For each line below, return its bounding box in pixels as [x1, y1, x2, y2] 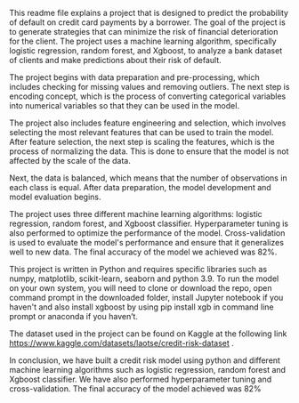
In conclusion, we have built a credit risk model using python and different [9, 355, 280, 366]
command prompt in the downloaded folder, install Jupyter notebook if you [9, 293, 284, 302]
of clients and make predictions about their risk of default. [9, 55, 222, 65]
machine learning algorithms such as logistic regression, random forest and [9, 365, 287, 375]
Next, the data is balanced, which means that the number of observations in [9, 173, 287, 183]
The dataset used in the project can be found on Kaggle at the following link [9, 328, 287, 339]
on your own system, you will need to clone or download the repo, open [9, 283, 273, 293]
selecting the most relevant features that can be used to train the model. [9, 127, 274, 137]
